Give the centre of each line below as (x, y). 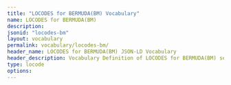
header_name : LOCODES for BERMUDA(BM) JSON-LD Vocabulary (92, 52)
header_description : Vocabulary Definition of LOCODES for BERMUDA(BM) (112, 58)
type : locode (26, 64)
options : (20, 71)
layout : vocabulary (35, 39)
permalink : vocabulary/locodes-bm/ (58, 45)
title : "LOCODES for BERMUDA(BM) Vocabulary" (73, 13)
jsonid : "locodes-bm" (38, 33)
